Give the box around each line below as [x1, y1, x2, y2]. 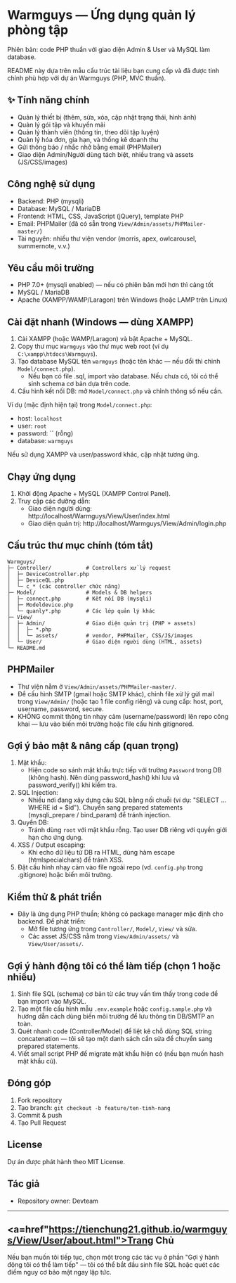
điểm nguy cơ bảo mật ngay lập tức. [7, 1268, 112, 1277]
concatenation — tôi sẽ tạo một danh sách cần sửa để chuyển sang [17, 1035, 213, 1043]
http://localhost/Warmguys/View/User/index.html [27, 512, 170, 520]
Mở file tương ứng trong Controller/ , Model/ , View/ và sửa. [27, 925, 197, 933]
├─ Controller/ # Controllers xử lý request [7, 564, 171, 571]
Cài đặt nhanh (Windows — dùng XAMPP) [7, 316, 195, 328]
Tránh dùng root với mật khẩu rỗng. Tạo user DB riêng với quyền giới [27, 826, 227, 834]
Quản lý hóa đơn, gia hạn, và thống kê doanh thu [17, 135, 159, 143]
